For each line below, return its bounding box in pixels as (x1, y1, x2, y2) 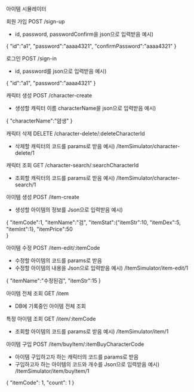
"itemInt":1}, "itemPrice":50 (6, 226, 73, 232)
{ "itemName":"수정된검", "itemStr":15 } (6, 277, 101, 284)
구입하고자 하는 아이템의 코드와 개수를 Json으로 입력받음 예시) (14, 361, 160, 367)
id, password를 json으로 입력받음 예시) (14, 68, 107, 75)
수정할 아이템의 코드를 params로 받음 (14, 257, 103, 264)
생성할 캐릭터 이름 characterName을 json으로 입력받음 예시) (14, 105, 156, 112)
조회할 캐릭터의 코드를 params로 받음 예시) (14, 174, 115, 181)
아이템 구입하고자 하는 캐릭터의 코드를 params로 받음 (14, 353, 139, 360)
